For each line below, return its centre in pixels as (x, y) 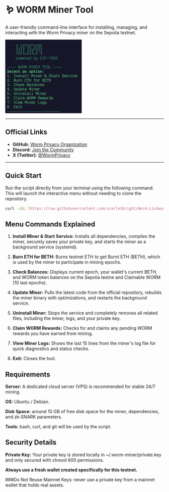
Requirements (28, 374)
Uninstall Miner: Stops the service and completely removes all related (85, 313)
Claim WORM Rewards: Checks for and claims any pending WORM (82, 328)
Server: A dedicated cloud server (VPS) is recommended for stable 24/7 (80, 386)
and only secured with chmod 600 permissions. (55, 460)
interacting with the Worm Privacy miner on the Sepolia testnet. (71, 32)
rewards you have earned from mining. (53, 333)
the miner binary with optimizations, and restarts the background (80, 298)
